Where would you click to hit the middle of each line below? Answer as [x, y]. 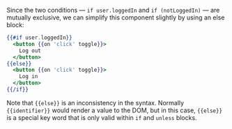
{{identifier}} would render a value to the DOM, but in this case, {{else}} [115, 110]
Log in [29, 77]
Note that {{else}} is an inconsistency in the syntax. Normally [95, 103]
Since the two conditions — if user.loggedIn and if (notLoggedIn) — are [113, 10]
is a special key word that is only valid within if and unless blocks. [102, 117]
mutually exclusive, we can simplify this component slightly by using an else [116, 17]
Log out [30, 51]
